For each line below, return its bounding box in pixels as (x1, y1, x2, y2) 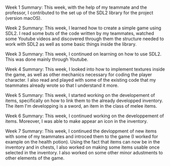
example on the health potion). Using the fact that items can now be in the (5, 139, 160, 145)
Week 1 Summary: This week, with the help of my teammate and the (5, 5, 147, 10)
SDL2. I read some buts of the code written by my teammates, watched (5, 30, 154, 36)
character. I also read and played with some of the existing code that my (5, 77, 156, 83)
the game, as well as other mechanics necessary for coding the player (5, 72, 152, 78)
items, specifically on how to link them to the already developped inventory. (5, 97, 163, 104)
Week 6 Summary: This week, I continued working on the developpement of (5, 113, 164, 119)
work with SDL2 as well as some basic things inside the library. (5, 41, 137, 47)
